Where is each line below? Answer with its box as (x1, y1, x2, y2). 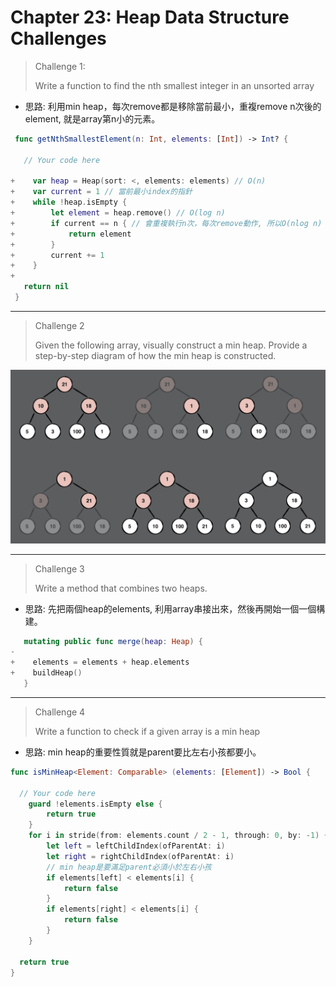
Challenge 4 (34, 706, 86, 718)
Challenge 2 (34, 319, 85, 331)
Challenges (10, 27, 107, 50)
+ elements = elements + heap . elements (10, 657, 190, 668)
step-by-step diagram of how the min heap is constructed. (34, 349, 277, 361)
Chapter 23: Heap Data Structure (10, 6, 290, 29)
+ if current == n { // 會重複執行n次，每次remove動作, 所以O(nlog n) (10, 218, 323, 228)
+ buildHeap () (10, 668, 83, 678)
